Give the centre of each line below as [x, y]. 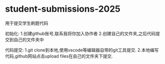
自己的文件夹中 [29, 40]
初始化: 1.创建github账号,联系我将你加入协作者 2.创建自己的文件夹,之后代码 [80, 33]
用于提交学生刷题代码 [27, 23]
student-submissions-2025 [63, 9]
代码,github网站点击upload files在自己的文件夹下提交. [59, 56]
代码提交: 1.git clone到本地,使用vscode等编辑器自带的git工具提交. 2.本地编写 [82, 50]
